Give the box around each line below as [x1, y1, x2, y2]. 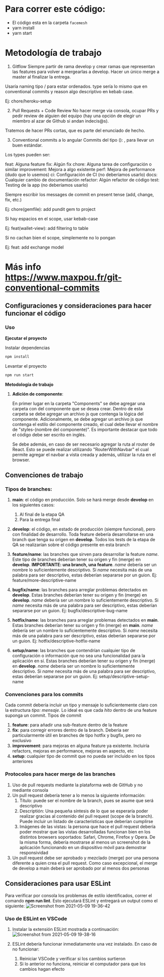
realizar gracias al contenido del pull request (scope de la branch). [19, 813, 154, 819]
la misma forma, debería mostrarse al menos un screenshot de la [19, 839, 151, 845]
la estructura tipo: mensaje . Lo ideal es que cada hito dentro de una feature [5, 707, 157, 713]
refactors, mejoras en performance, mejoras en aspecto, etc [12, 748, 134, 754]
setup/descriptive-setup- [98, 674, 150, 679]
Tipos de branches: [5, 485, 52, 492]
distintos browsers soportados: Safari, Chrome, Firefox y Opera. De [19, 834, 156, 840]
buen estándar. [12, 142, 43, 148]
